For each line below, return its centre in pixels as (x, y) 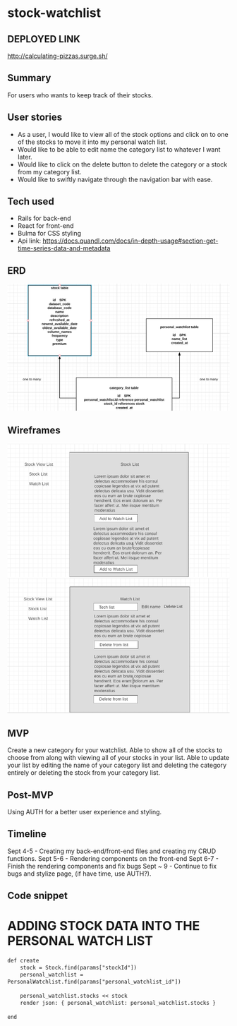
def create (23, 961)
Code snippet (38, 896)
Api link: (29, 241)
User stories (35, 117)
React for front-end (45, 226)
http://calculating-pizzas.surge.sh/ (57, 56)
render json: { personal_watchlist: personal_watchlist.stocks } (118, 1003)
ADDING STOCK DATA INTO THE (104, 926)
